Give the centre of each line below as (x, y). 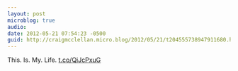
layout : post (27, 14)
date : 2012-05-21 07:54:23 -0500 (57, 33)
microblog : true (31, 20)
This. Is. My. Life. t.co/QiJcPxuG (54, 60)
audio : (17, 27)
